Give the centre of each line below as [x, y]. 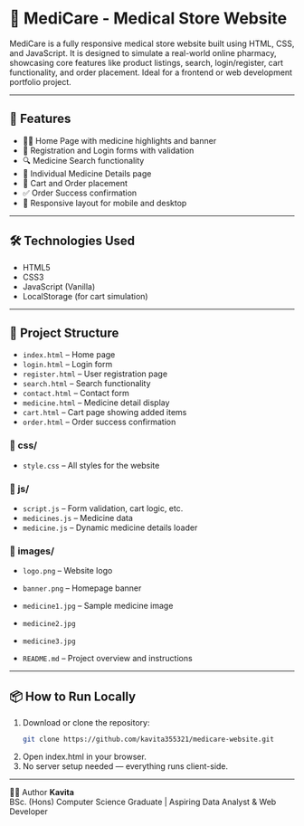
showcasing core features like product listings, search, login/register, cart [146, 62]
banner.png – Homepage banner [82, 588]
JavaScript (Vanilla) [59, 286]
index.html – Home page [69, 355]
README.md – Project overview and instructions [107, 659]
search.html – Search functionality [86, 384]
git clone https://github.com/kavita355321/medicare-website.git [148, 740]
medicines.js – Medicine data [78, 517]
